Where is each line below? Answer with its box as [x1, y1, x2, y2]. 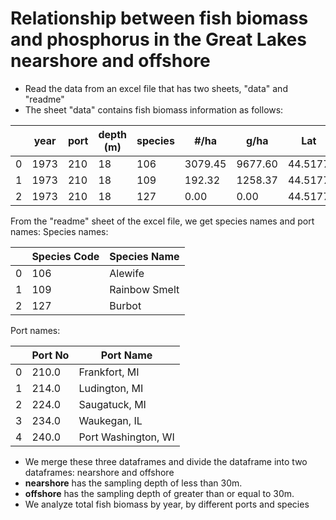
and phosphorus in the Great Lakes [10, 28, 307, 51]
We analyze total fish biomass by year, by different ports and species [24, 498, 310, 510]
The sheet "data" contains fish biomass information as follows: [24, 103, 284, 116]
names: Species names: [10, 225, 109, 237]
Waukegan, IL [78, 413, 143, 427]
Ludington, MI [78, 381, 144, 395]
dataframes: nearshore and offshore [24, 466, 175, 478]
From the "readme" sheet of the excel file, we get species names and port [10, 215, 315, 227]
